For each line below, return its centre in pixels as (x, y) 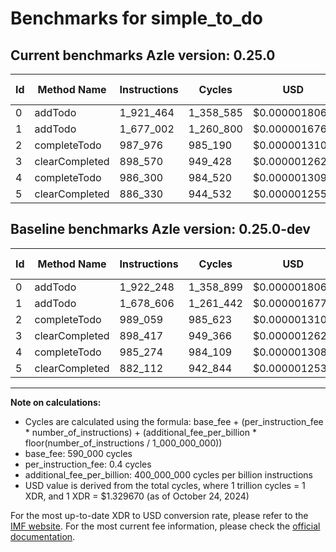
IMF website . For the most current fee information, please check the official (165, 526)
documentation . (43, 536)
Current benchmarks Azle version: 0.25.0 (143, 55)
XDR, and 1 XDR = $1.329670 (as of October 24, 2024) (137, 496)
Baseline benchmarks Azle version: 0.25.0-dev (160, 229)
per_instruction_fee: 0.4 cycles (88, 464)
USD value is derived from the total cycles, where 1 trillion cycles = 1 (165, 485)
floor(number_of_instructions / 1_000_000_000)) (123, 443)
